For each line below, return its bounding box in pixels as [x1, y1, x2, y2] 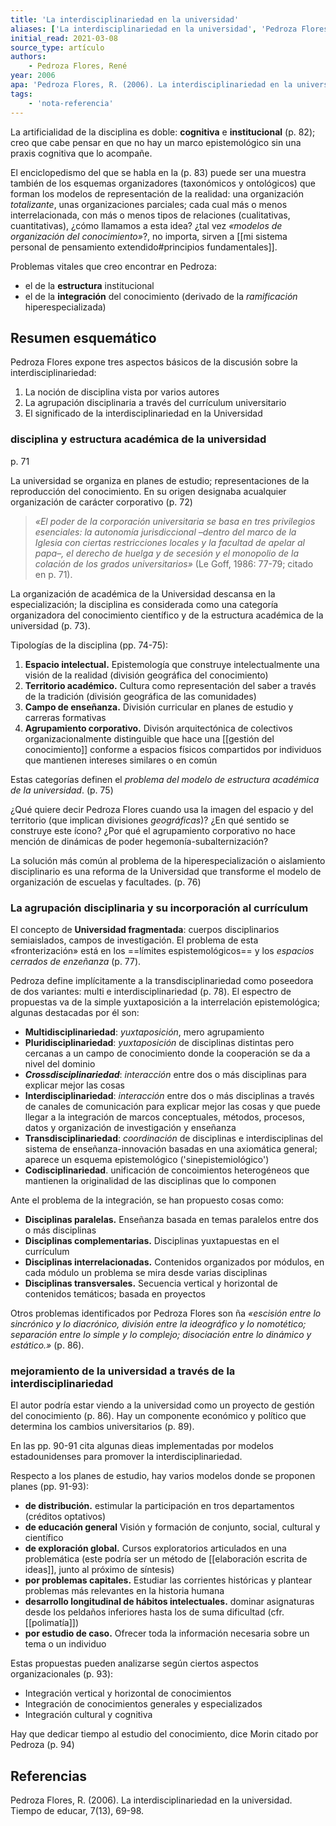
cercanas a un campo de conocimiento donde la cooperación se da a [24, 1047, 311, 1059]
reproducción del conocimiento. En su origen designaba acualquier [10, 485, 287, 497]
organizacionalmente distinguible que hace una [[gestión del [24, 732, 275, 745]
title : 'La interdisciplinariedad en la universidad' [10, 14, 240, 25]
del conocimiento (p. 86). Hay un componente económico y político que [10, 1410, 307, 1422]
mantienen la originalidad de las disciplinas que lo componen [24, 1174, 277, 1186]
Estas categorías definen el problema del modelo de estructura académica [10, 773, 320, 785]
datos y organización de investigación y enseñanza [24, 1121, 237, 1133]
